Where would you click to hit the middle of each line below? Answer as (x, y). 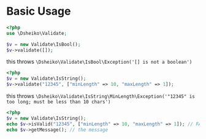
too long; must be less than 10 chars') (59, 102)
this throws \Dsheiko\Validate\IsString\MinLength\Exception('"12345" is (101, 96)
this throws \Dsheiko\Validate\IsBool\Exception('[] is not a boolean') (99, 62)
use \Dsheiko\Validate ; (37, 33)
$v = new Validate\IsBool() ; (44, 44)
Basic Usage (39, 11)
